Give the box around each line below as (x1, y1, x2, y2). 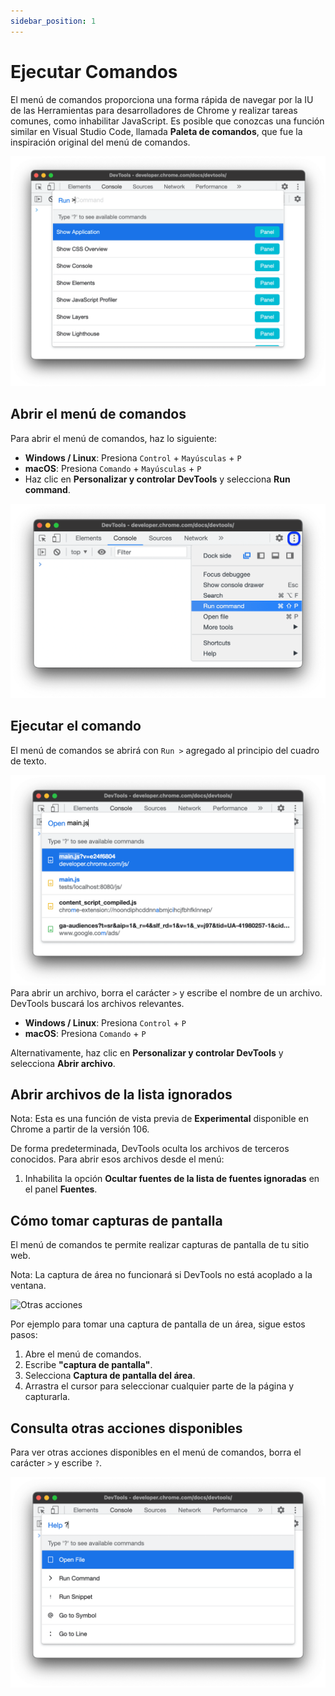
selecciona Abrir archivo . (10, 1057, 116, 1069)
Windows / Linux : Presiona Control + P (24, 1016, 187, 1029)
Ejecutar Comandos (10, 60, 178, 83)
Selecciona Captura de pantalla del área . (24, 1370, 196, 1382)
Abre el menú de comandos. (24, 1348, 142, 1360)
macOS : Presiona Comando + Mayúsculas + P (24, 462, 202, 474)
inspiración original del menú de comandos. (10, 136, 191, 148)
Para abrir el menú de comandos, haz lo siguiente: (10, 432, 218, 444)
